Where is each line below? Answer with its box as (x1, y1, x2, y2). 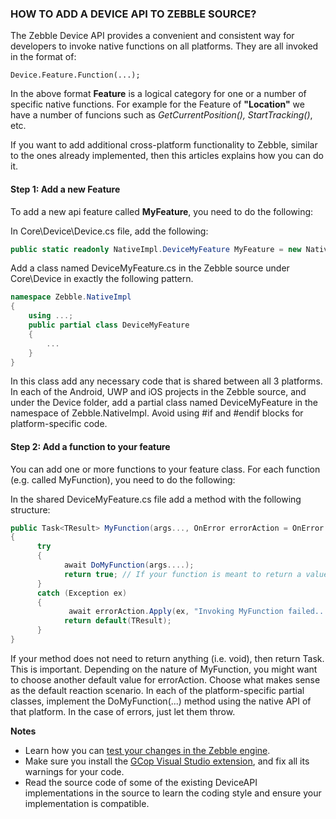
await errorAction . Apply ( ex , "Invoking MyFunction (68, 607, 284, 617)
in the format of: (10, 51, 77, 63)
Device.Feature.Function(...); (10, 70, 141, 81)
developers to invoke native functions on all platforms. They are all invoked (10, 40, 319, 52)
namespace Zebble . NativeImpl (10, 292, 132, 302)
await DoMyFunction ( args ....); (63, 560, 195, 571)
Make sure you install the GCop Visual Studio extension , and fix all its (24, 755, 310, 767)
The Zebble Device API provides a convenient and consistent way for (10, 30, 295, 42)
